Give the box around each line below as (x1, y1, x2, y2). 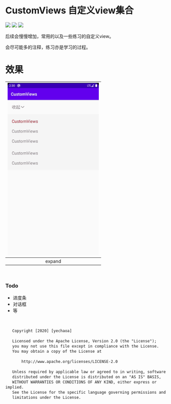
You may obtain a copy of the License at (12, 349, 102, 354)
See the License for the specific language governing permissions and (12, 390, 166, 395)
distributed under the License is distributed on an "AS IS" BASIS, (12, 374, 161, 379)
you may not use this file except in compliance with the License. (12, 344, 159, 349)
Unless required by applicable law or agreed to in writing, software (12, 369, 166, 374)
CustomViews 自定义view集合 (5, 5, 134, 16)
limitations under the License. (12, 395, 81, 400)
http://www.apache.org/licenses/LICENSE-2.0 (21, 359, 118, 364)
